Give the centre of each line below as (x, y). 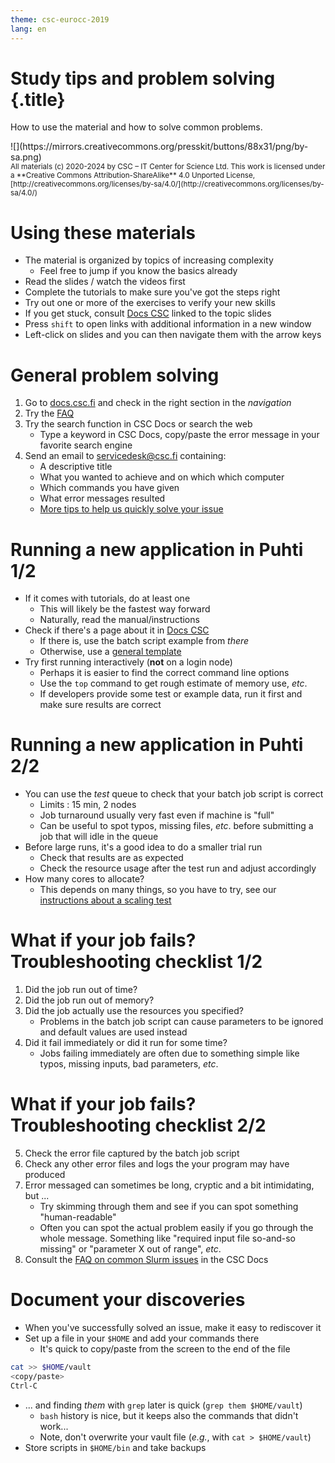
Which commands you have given (109, 488)
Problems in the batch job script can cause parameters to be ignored (181, 1022)
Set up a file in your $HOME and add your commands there (142, 1338)
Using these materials (103, 232)
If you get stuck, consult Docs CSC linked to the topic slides (148, 313)
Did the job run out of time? (81, 990)
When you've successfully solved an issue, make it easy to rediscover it (173, 1327)
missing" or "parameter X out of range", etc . (130, 1249)
